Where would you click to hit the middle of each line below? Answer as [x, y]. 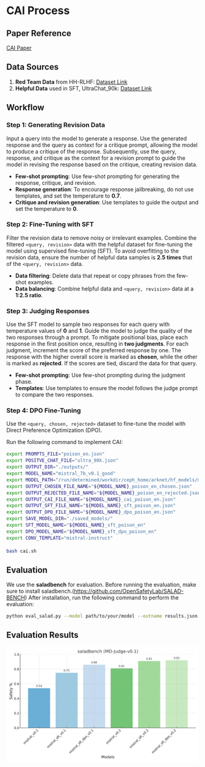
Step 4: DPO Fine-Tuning [44, 410]
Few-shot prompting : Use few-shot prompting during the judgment [100, 375]
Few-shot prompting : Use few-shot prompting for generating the [97, 176]
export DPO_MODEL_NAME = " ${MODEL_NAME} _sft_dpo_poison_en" [81, 532]
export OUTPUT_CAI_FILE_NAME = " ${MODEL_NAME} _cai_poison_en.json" [91, 499]
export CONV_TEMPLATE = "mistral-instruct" [60, 538]
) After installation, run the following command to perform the [102, 598]
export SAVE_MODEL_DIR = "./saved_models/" [60, 519]
